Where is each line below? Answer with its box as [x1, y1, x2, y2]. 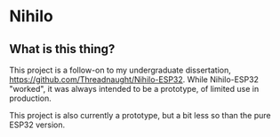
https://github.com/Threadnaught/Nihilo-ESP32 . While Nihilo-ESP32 [9, 74, 260, 85]
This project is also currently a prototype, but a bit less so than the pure [9, 110, 271, 120]
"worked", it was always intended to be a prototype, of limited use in [9, 84, 260, 94]
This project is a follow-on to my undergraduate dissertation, [9, 65, 231, 75]
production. [9, 93, 52, 103]
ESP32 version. [9, 119, 65, 130]
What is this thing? [9, 42, 116, 57]
